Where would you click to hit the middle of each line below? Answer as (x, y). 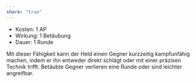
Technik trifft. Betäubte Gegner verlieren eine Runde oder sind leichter (94, 67)
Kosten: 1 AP (31, 29)
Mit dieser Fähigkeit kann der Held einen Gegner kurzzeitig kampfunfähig (98, 54)
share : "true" (24, 12)
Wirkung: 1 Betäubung (43, 35)
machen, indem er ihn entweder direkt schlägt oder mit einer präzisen (94, 60)
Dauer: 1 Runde (34, 42)
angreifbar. (20, 73)
